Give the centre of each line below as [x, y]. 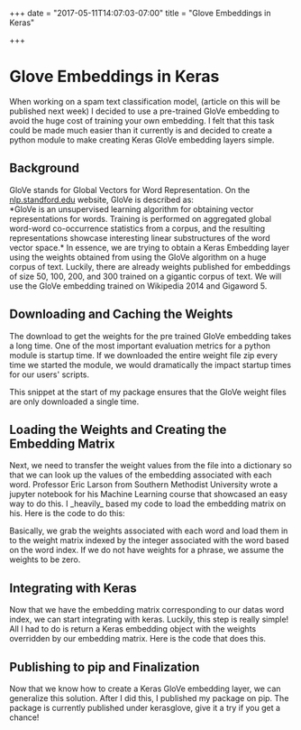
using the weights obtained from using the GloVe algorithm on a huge [138, 257]
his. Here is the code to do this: [67, 513]
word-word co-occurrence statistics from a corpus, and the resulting [137, 228]
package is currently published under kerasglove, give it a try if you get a [145, 708]
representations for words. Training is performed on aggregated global [141, 218]
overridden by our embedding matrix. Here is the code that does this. [138, 639]
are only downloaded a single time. [74, 402]
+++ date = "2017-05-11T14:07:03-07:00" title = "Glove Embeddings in [140, 13]
